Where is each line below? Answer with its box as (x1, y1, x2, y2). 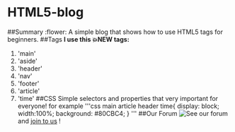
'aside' (17, 56, 38, 65)
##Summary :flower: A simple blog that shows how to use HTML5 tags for (7, 28, 223, 36)
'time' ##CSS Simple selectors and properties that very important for (17, 94, 218, 102)
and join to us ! (17, 116, 62, 125)
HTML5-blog (7, 4, 84, 20)
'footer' (17, 79, 40, 88)
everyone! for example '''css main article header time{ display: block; (17, 102, 219, 110)
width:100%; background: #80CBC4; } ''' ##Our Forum (17, 109, 178, 117)
